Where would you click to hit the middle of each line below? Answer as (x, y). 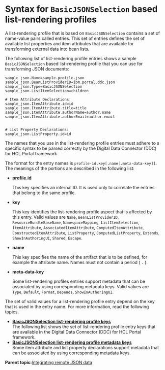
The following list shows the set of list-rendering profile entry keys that (84, 327)
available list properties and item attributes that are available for (69, 43)
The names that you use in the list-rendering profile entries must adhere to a (82, 143)
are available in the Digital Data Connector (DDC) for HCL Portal (77, 332)
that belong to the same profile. (44, 193)
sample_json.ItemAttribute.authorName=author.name (58, 112)
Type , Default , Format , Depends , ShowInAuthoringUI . (63, 292)
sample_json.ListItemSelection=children (47, 91)
